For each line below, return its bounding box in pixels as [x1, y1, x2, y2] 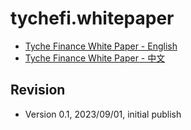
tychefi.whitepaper [10, 7, 175, 30]
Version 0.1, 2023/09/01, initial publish [24, 108, 182, 120]
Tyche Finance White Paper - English [24, 40, 178, 52]
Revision [10, 82, 66, 99]
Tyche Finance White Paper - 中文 [24, 52, 166, 64]
